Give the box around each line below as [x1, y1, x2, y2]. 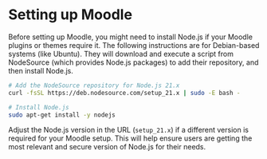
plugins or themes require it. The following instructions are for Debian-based [8, 40, 260, 50]
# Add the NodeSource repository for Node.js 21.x [8, 81, 180, 89]
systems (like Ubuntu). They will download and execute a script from [8, 49, 234, 58]
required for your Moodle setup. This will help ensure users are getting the [8, 133, 253, 143]
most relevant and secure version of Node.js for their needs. [8, 142, 206, 152]
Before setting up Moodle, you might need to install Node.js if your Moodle [8, 32, 253, 42]
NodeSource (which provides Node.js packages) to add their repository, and [8, 58, 259, 67]
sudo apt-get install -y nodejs [8, 110, 116, 119]
